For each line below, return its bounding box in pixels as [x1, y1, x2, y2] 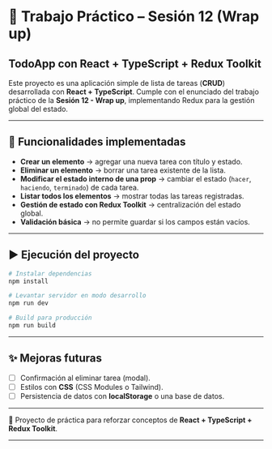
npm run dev [8, 299, 49, 307]
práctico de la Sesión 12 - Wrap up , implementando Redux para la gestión [8, 96, 255, 105]
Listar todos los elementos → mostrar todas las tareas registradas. [19, 190, 244, 201]
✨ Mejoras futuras [8, 352, 103, 366]
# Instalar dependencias [8, 269, 92, 278]
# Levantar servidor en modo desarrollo [8, 292, 147, 300]
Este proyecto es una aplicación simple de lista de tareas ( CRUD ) [8, 79, 225, 88]
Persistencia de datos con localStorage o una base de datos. [19, 391, 225, 400]
